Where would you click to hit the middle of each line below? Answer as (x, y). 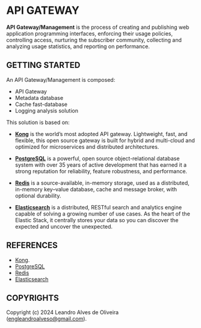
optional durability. (38, 196)
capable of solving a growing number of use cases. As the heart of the (103, 214)
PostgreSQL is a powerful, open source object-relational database (97, 158)
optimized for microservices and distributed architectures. (87, 147)
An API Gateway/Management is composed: (61, 79)
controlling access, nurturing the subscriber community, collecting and (94, 40)
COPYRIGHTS (32, 298)
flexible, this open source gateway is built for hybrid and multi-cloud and (105, 140)
